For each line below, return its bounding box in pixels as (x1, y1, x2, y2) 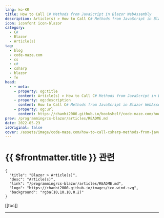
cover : (5, 130, 19, 135)
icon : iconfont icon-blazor (5, 20, 62, 26)
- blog (9, 48, 23, 53)
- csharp (9, 66, 27, 71)
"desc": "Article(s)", (9, 177, 56, 182)
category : (5, 25, 25, 30)
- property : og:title (14, 89, 58, 94)
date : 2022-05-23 (5, 120, 41, 125)
